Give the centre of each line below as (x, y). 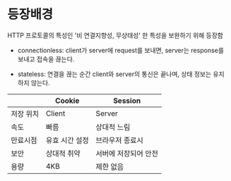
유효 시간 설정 (67, 140)
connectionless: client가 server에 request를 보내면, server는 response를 (121, 50)
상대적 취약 (63, 154)
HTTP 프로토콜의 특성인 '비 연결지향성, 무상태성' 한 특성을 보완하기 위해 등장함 (115, 35)
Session (127, 101)
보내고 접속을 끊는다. (46, 59)
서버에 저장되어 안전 (127, 154)
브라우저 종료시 (119, 140)
